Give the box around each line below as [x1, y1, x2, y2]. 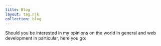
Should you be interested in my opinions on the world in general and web [5, 30, 156, 36]
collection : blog [5, 16, 42, 21]
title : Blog [5, 7, 30, 12]
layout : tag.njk [5, 12, 39, 17]
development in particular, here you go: [5, 35, 87, 41]
